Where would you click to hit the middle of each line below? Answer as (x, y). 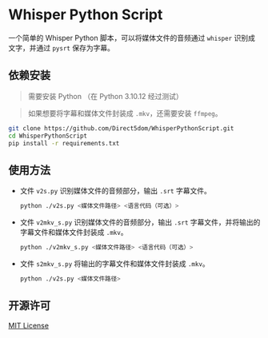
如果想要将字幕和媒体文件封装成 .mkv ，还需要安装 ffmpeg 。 (125, 113)
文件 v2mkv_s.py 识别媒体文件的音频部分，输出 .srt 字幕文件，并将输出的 (140, 222)
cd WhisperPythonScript (48, 136)
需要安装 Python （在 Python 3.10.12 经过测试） (105, 96)
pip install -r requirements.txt (64, 143)
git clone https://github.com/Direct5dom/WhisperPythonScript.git (121, 128)
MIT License (29, 325)
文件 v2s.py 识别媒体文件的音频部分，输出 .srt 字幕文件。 (116, 191)
